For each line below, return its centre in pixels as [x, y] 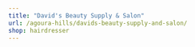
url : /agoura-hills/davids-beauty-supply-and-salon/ [98, 23]
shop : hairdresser [39, 30]
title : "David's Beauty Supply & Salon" [77, 16]
